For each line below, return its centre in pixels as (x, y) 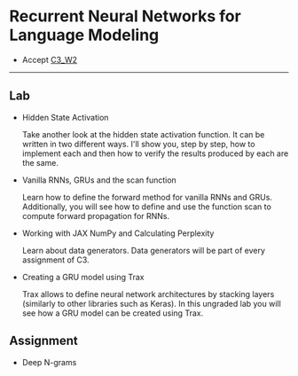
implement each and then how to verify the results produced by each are (155, 153)
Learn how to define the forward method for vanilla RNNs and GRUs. (147, 197)
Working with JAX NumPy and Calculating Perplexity (118, 233)
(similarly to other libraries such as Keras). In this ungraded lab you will (151, 303)
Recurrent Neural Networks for (125, 16)
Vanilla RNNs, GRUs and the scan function (99, 180)
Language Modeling (84, 35)
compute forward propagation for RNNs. (96, 215)
